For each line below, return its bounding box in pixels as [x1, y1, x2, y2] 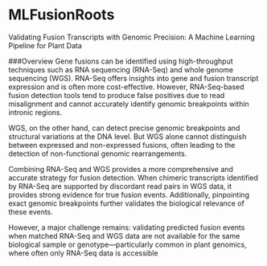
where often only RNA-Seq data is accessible [8, 248, 158, 258]
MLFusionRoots [8, 6, 115, 24]
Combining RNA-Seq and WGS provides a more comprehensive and [8, 164, 233, 174]
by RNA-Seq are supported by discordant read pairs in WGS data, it [8, 181, 232, 190]
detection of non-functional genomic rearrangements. [8, 149, 187, 158]
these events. [8, 207, 54, 216]
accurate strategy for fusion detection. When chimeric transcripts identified [8, 173, 259, 182]
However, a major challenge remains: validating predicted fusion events [8, 223, 245, 232]
